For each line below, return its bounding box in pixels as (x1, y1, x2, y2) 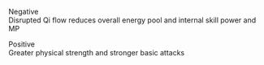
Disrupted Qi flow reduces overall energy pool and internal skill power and (8, 15, 257, 25)
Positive (8, 39, 35, 49)
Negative (8, 7, 39, 16)
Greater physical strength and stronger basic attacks (8, 48, 185, 57)
